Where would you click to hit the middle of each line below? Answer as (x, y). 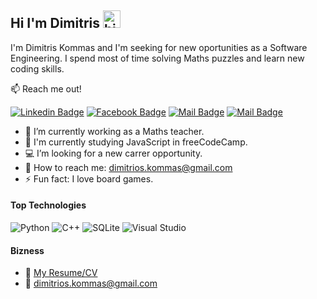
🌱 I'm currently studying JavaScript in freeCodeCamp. (136, 142)
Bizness (27, 250)
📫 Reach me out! (46, 88)
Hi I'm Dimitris (55, 23)
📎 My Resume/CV (61, 273)
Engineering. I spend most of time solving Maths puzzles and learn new (157, 58)
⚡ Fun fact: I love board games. (89, 178)
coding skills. (37, 68)
